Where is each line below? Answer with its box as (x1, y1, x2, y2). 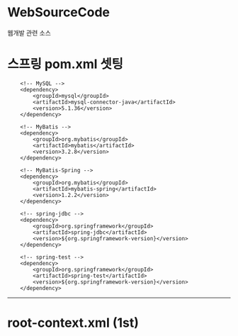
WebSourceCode (7, 4, 110, 21)
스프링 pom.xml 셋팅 (7, 56, 124, 72)
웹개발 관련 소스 (7, 28, 52, 37)
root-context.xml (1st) (7, 315, 140, 331)
